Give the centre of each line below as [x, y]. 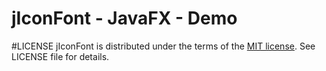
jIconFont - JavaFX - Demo [124, 18]
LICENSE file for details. [60, 56]
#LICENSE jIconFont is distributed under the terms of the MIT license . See [163, 46]
